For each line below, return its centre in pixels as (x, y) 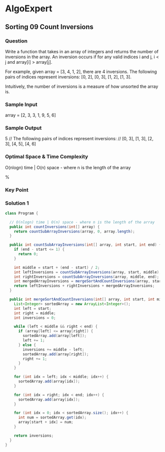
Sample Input (21, 104)
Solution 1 (17, 203)
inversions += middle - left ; (54, 349)
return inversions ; (34, 435)
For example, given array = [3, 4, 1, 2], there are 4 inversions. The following (81, 72)
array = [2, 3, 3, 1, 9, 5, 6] (31, 115)
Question (16, 41)
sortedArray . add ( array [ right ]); (56, 354)
